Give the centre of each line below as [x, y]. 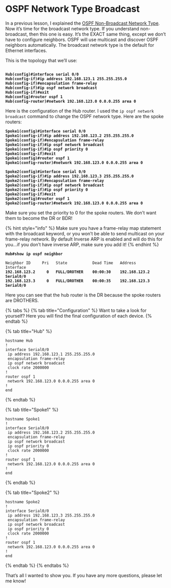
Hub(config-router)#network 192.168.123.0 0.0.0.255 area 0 [71, 101]
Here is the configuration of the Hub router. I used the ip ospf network [80, 111]
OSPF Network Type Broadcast [72, 9]
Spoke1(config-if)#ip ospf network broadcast [55, 144]
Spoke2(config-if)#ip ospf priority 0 [47, 190]
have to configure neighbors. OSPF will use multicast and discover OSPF [82, 40]
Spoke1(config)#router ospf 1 [38, 158]
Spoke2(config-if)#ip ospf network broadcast [55, 185]
